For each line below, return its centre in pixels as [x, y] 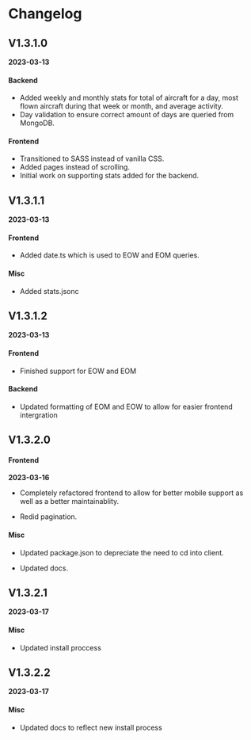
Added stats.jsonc [49, 291]
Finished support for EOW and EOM [78, 371]
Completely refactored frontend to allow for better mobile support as [131, 493]
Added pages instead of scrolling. [75, 167]
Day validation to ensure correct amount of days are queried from [127, 115]
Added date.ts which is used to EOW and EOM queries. [109, 255]
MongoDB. [37, 123]
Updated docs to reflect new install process [91, 727]
